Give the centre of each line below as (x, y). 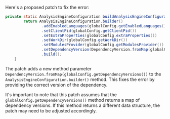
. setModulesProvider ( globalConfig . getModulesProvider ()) (103, 45)
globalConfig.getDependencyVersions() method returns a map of (73, 100)
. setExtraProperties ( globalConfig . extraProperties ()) (99, 35)
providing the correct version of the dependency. (56, 85)
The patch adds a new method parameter (49, 68)
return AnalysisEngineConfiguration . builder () (73, 21)
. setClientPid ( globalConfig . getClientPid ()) (89, 31)
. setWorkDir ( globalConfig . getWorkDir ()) (84, 40)
